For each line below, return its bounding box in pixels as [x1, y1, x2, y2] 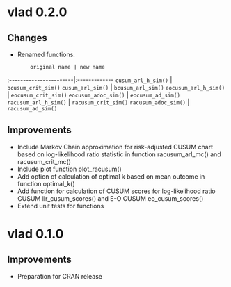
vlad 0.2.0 [7, 4, 67, 20]
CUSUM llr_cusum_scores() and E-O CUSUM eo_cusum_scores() [17, 194, 204, 202]
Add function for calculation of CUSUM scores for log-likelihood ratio [17, 187, 216, 195]
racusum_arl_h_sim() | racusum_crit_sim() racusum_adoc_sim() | [7, 98, 190, 106]
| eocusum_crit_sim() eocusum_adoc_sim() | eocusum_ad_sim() [7, 91, 181, 99]
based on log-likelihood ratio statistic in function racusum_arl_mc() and [17, 150, 221, 158]
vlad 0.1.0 [7, 227, 64, 242]
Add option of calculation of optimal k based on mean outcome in [17, 172, 205, 181]
